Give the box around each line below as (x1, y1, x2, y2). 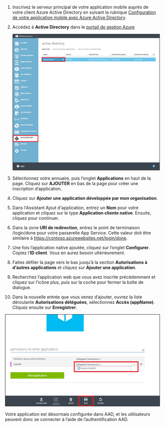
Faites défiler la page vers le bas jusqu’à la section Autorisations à (12, 260, 148, 266)
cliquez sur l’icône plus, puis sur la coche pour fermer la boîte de (12, 279, 144, 285)
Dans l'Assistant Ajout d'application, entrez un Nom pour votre (12, 205, 139, 211)
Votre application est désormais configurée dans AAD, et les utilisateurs (5, 411, 151, 417)
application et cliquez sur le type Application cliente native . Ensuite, (12, 210, 151, 216)
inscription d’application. (12, 186, 62, 192)
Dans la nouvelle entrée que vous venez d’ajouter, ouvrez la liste (12, 294, 142, 300)
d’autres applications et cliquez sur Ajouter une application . (12, 265, 137, 270)
